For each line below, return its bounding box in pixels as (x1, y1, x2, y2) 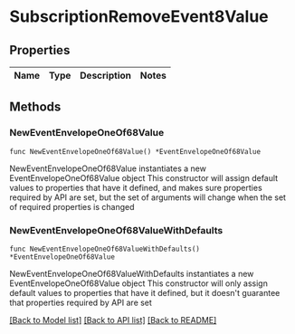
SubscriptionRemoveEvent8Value (9, 6, 269, 27)
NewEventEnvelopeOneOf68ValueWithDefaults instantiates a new (9, 268, 254, 279)
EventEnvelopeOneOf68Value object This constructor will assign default (9, 172, 279, 183)
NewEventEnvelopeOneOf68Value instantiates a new (9, 163, 206, 174)
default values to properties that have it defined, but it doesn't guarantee (9, 287, 281, 298)
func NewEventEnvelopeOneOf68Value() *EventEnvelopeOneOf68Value (9, 147, 261, 156)
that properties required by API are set (9, 297, 152, 308)
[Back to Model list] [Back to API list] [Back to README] (9, 314, 217, 325)
